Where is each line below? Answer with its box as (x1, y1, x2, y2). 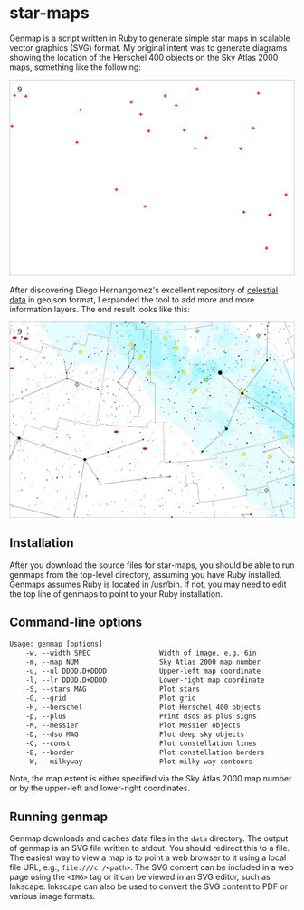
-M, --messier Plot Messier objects (25, 721, 242, 731)
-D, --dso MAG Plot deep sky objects (25, 730, 245, 740)
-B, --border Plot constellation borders (25, 748, 265, 758)
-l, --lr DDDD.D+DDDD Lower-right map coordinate (25, 675, 265, 685)
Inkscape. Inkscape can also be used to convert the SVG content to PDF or (9, 881, 289, 892)
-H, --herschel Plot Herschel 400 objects (25, 703, 261, 713)
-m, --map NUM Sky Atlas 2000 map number (25, 657, 261, 667)
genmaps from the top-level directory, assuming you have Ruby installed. (9, 569, 282, 580)
